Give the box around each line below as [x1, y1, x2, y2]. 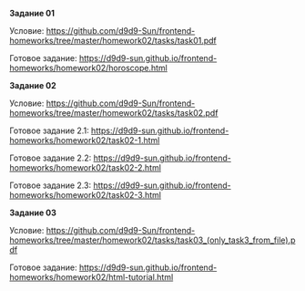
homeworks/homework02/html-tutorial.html [9, 272, 174, 282]
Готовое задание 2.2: [9, 152, 92, 163]
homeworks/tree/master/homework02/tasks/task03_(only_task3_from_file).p [9, 234, 296, 245]
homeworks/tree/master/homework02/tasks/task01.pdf [9, 36, 217, 46]
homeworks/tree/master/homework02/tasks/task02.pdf [9, 108, 219, 118]
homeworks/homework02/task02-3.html [9, 190, 162, 200]
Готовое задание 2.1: [9, 125, 89, 136]
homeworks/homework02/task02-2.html [9, 162, 162, 172]
